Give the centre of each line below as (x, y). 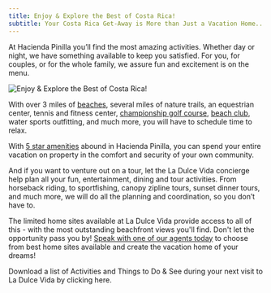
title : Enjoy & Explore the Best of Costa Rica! (92, 16)
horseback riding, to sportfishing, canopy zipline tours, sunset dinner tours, (134, 187)
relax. (18, 130)
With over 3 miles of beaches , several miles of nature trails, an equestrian (131, 104)
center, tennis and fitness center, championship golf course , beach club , (129, 113)
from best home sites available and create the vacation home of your (123, 247)
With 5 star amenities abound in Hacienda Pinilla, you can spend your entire (135, 146)
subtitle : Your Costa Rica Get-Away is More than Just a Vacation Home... (138, 24)
